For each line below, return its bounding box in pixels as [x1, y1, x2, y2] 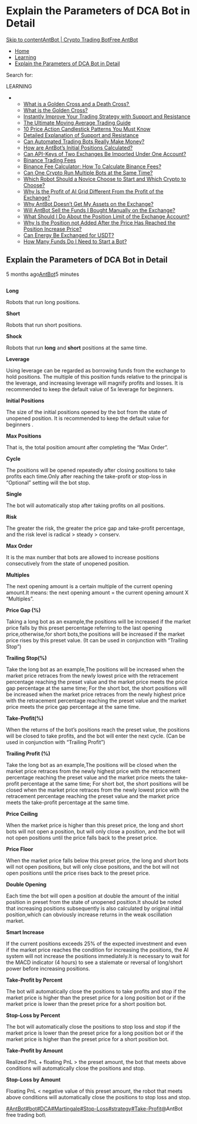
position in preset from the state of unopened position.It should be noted [6, 898, 182, 905]
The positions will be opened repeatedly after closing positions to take [6, 466, 176, 473]
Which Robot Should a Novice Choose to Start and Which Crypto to [23, 175, 186, 182]
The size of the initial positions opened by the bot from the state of [6, 408, 167, 415]
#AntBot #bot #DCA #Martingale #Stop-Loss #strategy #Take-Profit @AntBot [6, 1105, 183, 1112]
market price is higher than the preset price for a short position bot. [6, 1035, 169, 1042]
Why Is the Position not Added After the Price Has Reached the [23, 219, 176, 226]
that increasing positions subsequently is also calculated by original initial [6, 905, 184, 912]
